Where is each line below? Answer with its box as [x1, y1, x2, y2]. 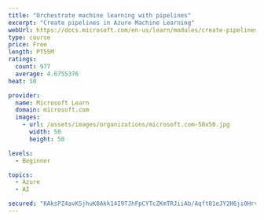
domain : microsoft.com [15, 106, 90, 114]
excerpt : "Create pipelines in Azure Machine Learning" [8, 19, 195, 27]
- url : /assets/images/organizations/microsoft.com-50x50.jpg [22, 121, 230, 129]
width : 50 [28, 128, 61, 136]
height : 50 [28, 135, 65, 143]
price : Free [8, 41, 47, 49]
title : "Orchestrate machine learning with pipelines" [8, 11, 192, 20]
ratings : [8, 56, 37, 64]
